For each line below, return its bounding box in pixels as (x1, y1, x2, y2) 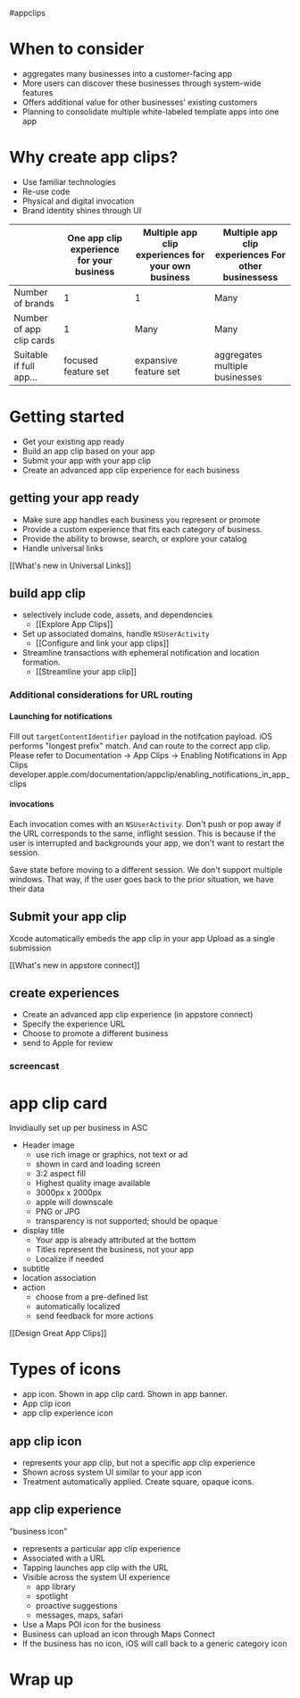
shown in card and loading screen (35, 1158, 161, 1169)
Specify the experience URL (21, 1018, 126, 1030)
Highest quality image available (35, 1178, 151, 1189)
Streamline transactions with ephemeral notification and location (21, 648, 260, 658)
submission (9, 942, 52, 953)
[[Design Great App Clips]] (9, 1328, 107, 1339)
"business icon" (9, 1526, 68, 1536)
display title (21, 1225, 65, 1236)
